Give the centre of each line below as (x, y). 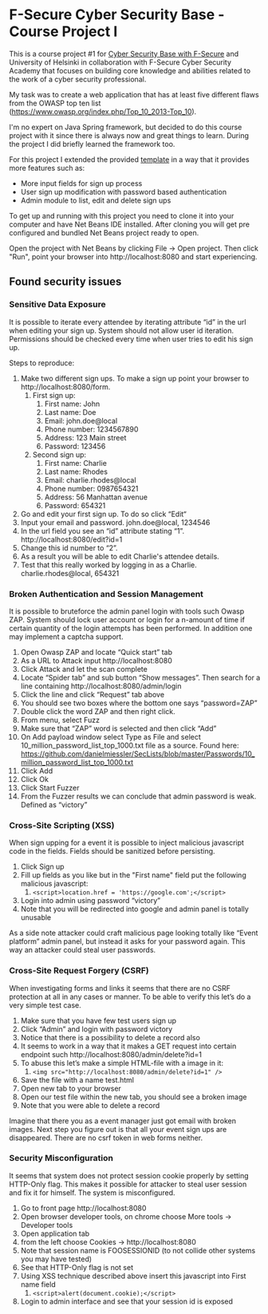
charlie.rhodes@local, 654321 (70, 573)
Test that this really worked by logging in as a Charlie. (109, 565)
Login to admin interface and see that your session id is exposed (127, 1301)
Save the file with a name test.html (77, 1079)
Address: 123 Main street (85, 437)
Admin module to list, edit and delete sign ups (96, 200)
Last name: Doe (70, 412)
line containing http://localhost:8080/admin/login (101, 686)
